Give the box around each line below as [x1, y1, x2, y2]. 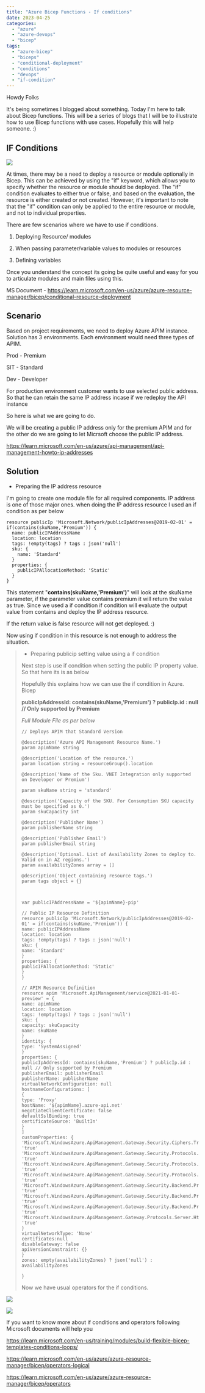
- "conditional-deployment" [12, 60, 84, 66]
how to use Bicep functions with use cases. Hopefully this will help [6, 118, 174, 126]
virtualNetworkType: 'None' [21, 1230, 93, 1236]
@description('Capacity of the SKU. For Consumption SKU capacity [21, 797, 194, 804]
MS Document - [6, 286, 46, 293]
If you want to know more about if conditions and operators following [6, 1319, 180, 1326]
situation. [6, 638, 30, 646]
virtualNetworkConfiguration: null [21, 1081, 112, 1087]
